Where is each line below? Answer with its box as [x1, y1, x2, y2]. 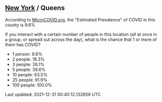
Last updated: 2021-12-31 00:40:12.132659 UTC [5, 91, 101, 97]
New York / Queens [5, 4, 65, 12]
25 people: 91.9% [12, 77, 48, 83]
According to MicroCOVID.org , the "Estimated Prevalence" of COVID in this [5, 17, 156, 22]
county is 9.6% [5, 22, 36, 28]
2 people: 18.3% [12, 56, 45, 62]
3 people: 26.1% [12, 61, 45, 67]
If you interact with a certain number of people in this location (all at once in [5, 31, 157, 37]
